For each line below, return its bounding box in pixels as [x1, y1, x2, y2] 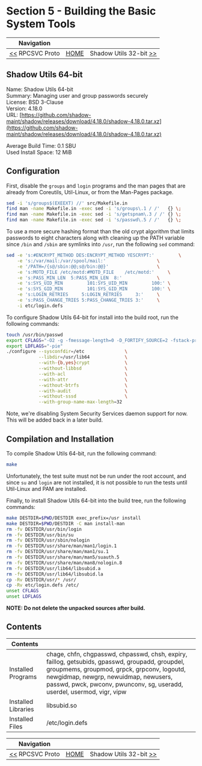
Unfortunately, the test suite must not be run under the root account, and [6, 472, 186, 480]
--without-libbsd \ [38, 366, 128, 372]
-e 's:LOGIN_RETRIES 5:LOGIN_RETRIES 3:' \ [17, 291, 161, 298]
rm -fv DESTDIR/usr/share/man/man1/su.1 [6, 549, 109, 555]
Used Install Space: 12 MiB [6, 148, 72, 156]
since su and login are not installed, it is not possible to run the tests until [6, 478, 188, 486]
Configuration [6, 166, 60, 176]
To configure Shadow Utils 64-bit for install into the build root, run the [6, 314, 179, 321]
